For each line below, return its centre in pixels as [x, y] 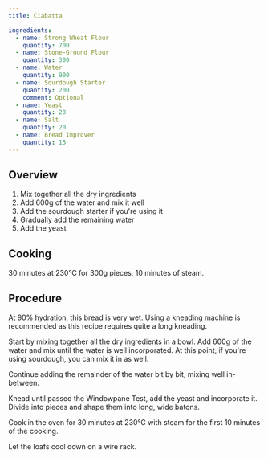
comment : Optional [53, 97]
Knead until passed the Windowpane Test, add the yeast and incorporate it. [133, 399]
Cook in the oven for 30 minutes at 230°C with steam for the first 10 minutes [134, 423]
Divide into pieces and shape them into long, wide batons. [104, 407]
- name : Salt [37, 120]
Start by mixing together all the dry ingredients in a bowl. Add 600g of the [130, 341]
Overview [33, 175]
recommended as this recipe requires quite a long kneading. [108, 326]
